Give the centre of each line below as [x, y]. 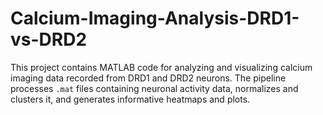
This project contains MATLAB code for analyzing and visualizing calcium [161, 67]
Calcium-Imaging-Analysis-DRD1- [155, 18]
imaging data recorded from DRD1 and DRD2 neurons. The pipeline [148, 78]
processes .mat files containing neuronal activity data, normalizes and [154, 88]
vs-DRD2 [49, 39]
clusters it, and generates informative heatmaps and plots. [130, 99]
